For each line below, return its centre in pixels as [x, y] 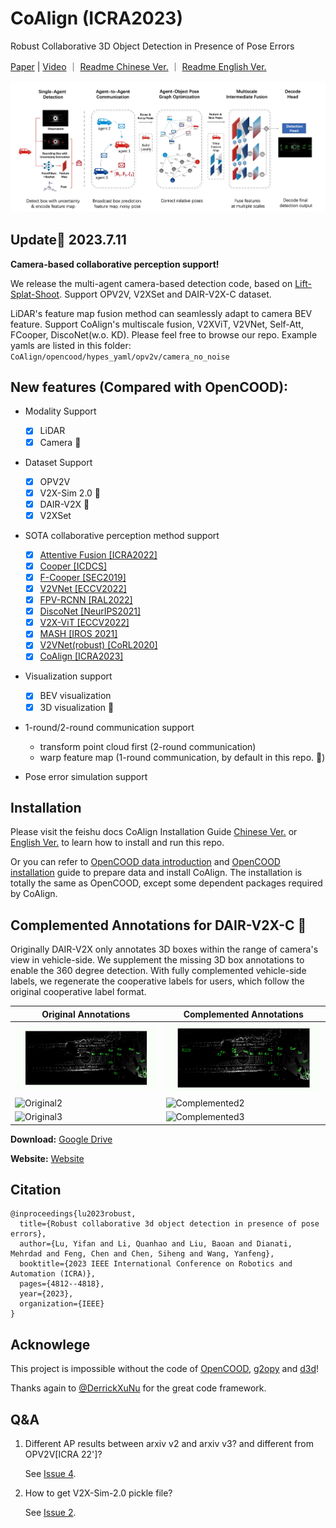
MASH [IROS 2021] [78, 634]
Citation [36, 1189]
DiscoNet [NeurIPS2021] [90, 611]
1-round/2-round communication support [109, 727]
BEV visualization [75, 696]
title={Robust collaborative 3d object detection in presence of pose [169, 1224]
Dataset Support [58, 462]
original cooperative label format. [78, 992]
